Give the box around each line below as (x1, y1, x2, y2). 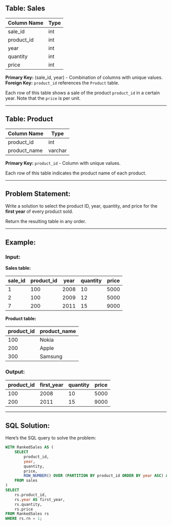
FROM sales (14, 478, 38, 483)
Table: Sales (5, 4, 46, 13)
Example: (5, 238, 36, 247)
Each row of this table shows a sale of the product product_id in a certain (5, 90, 160, 96)
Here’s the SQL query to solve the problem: (5, 435, 96, 441)
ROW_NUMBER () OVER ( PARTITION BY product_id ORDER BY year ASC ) (24, 473, 164, 478)
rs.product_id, (14, 492, 47, 497)
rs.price (14, 507, 33, 512)
